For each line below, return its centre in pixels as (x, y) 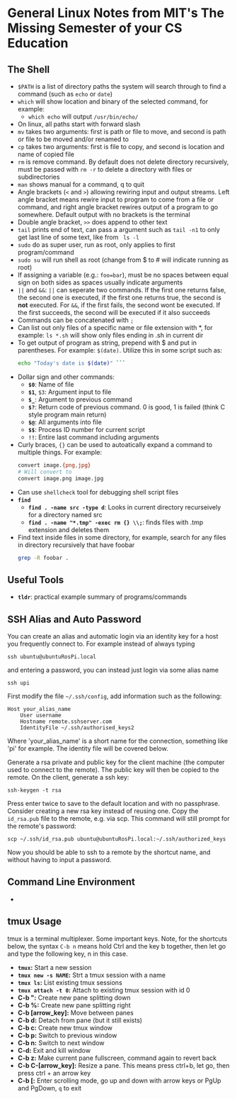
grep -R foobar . (43, 558)
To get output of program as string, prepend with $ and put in (107, 343)
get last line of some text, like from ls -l (78, 237)
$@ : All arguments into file (65, 422)
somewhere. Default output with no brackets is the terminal (104, 215)
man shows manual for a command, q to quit (81, 184)
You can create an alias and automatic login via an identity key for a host (113, 636)
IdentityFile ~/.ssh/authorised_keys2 (77, 728)
